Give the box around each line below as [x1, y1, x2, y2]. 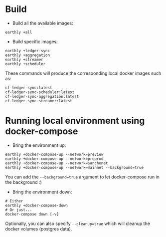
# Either [5, 198, 23, 203]
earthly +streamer [5, 57, 43, 62]
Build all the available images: [12, 20, 73, 26]
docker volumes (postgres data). [5, 225, 72, 231]
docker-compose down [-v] [5, 211, 59, 216]
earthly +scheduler [5, 61, 46, 66]
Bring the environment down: [12, 189, 72, 195]
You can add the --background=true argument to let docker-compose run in [5, 174, 160, 180]
